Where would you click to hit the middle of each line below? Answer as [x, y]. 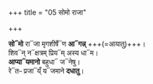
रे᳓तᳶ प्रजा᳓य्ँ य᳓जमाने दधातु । [47, 71]
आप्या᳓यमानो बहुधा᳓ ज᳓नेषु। [45, 62]
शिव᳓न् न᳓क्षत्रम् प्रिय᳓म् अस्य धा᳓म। [53, 53]
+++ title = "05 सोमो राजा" [47, 12]
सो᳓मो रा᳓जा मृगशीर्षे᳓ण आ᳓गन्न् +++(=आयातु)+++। [77, 44]
